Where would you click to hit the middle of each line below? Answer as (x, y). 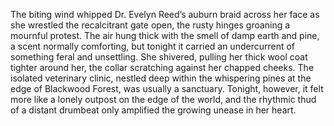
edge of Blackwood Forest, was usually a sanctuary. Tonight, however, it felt (167, 88)
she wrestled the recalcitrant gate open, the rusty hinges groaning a (150, 25)
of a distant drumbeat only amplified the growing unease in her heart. (153, 110)
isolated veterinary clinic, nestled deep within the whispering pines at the (161, 78)
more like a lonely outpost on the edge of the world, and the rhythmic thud (163, 99)
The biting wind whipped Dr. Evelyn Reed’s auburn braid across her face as (165, 14)
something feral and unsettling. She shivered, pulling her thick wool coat (159, 57)
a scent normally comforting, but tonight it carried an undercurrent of (153, 46)
